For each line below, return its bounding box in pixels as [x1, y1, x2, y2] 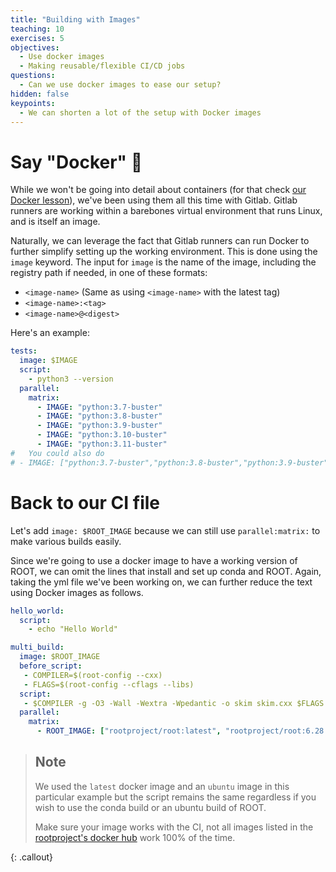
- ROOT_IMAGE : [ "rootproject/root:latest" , [36, 726, 222, 736]
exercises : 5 [10, 33, 65, 43]
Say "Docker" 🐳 [10, 151, 143, 173]
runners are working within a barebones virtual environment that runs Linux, [10, 205, 323, 217]
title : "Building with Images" [10, 14, 141, 25]
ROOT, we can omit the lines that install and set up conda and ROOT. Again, [10, 565, 322, 577]
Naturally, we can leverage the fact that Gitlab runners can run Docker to [10, 235, 310, 247]
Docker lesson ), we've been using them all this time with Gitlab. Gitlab [10, 194, 298, 206]
